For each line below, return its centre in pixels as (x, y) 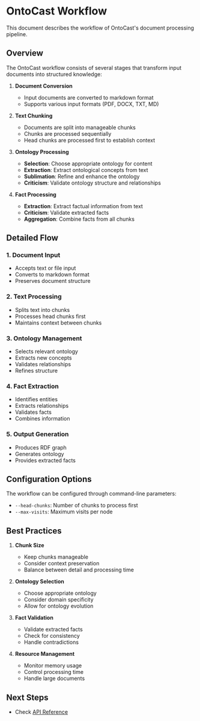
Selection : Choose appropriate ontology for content (88, 164)
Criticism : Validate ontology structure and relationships (92, 183)
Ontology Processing (42, 151)
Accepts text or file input (45, 268)
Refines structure (36, 371)
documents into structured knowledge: (54, 74)
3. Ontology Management (44, 338)
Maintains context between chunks (58, 322)
